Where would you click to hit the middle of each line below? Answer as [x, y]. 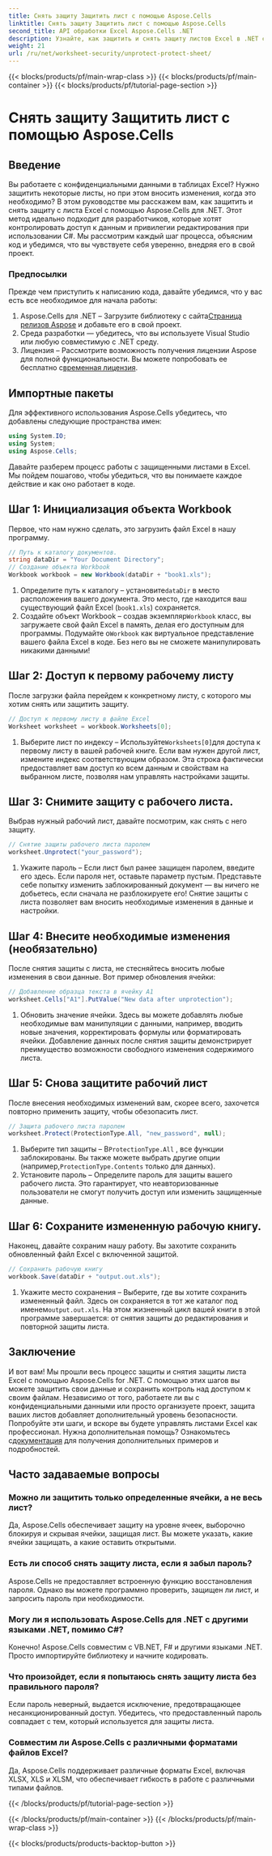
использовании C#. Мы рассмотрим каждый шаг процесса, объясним [131, 236]
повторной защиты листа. [64, 1326]
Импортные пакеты [61, 393]
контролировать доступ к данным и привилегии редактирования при [129, 227]
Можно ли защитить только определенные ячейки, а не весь [136, 1497]
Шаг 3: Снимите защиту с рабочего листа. [121, 802]
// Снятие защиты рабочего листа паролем [79, 845]
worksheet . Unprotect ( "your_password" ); [76, 852]
